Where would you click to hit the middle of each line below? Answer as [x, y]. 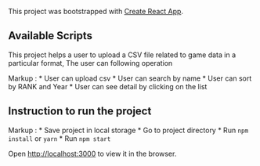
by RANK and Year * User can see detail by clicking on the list [108, 86]
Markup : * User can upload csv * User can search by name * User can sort [130, 78]
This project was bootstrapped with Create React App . [96, 11]
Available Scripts [50, 36]
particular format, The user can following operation [90, 63]
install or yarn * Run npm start [60, 138]
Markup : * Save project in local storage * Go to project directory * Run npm [128, 130]
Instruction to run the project [80, 112]
